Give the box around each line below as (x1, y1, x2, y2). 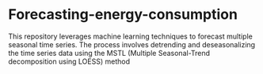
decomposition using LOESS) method (8, 57, 131, 66)
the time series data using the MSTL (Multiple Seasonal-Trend (8, 48, 211, 57)
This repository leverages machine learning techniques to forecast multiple (8, 31, 253, 41)
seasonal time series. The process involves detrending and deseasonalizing (8, 39, 256, 49)
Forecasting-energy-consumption (8, 6, 238, 24)
